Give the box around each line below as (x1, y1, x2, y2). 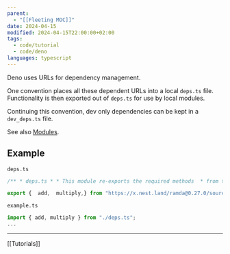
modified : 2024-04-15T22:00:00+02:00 (7, 29, 115, 36)
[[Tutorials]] (7, 240, 40, 248)
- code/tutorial (13, 42, 60, 49)
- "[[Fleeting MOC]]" (13, 16, 75, 23)
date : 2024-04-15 (7, 23, 57, 29)
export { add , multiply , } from (7, 190, 103, 197)
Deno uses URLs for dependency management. (7, 73, 141, 81)
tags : (7, 36, 23, 42)
